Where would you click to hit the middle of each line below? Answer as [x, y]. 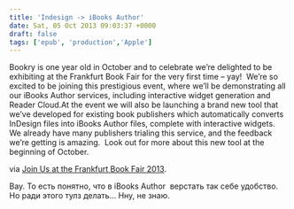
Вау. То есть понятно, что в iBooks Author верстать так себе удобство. [144, 186]
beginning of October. [49, 152]
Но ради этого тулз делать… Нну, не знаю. [89, 196]
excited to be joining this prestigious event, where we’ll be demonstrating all [147, 86]
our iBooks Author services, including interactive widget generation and [140, 96]
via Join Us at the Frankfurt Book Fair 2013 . [88, 169]
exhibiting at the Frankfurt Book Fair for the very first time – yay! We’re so [144, 77]
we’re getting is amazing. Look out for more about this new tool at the [137, 143]
